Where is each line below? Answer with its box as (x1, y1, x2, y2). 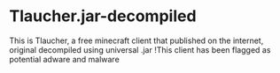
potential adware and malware (9, 54, 120, 64)
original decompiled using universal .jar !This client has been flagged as (9, 44, 271, 55)
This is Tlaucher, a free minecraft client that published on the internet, (9, 35, 264, 46)
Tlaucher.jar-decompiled (9, 6, 197, 26)
